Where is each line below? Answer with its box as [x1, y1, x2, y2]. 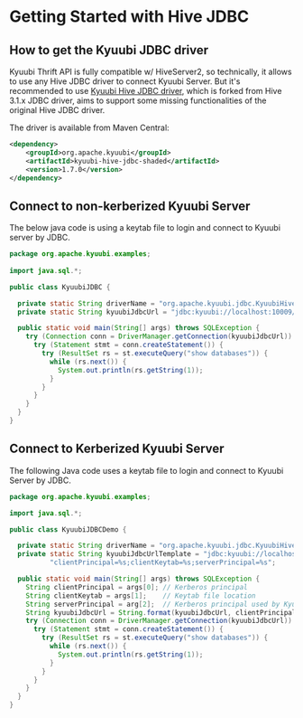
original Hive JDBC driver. [9, 105, 106, 115]
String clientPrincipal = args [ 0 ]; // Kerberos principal [25, 582, 248, 591]
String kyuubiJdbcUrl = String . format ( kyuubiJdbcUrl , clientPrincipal [25, 608, 297, 617]
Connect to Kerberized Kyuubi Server [9, 441, 225, 457]
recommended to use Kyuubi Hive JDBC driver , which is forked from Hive [9, 86, 282, 96]
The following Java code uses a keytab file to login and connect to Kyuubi [9, 465, 284, 476]
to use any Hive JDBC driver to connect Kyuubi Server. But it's [9, 76, 241, 87]
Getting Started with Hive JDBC [9, 6, 250, 27]
